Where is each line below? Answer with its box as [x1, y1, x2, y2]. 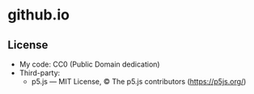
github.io [7, 6, 70, 24]
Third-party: [19, 68, 61, 78]
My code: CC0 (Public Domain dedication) [19, 59, 160, 69]
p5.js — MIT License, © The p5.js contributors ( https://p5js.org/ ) [31, 77, 247, 86]
